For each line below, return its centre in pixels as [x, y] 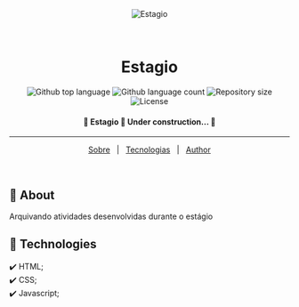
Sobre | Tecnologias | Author [149, 149]
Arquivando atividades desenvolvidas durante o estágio [111, 216]
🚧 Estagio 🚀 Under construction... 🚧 [149, 121]
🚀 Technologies [53, 244]
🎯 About [32, 195]
